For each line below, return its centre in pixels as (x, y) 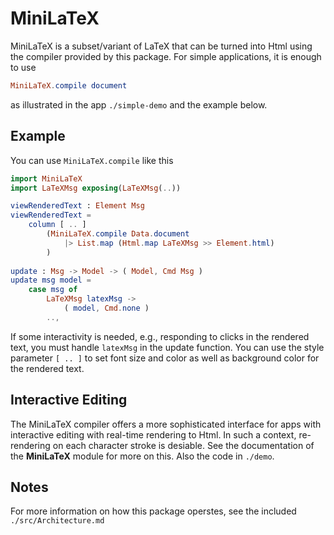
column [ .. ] (57, 225)
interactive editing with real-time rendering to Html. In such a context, (153, 434)
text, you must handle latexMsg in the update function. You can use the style (167, 347)
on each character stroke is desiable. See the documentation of (183, 445)
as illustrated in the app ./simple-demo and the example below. (139, 104)
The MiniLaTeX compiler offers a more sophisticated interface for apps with (166, 424)
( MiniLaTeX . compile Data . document (118, 234)
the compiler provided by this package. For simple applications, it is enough (166, 56)
